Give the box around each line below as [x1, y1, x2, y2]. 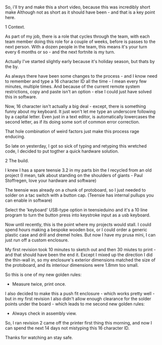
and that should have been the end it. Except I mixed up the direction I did [5, 252, 153, 258]
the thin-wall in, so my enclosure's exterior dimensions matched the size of [5, 257, 156, 263]
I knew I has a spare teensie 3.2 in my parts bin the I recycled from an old [5, 167, 152, 173]
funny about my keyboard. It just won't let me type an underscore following [5, 108, 156, 114]
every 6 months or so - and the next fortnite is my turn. [5, 49, 115, 55]
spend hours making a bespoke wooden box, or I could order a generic [5, 227, 147, 233]
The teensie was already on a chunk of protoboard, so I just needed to [5, 187, 146, 193]
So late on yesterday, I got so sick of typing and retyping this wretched [5, 143, 147, 149]
